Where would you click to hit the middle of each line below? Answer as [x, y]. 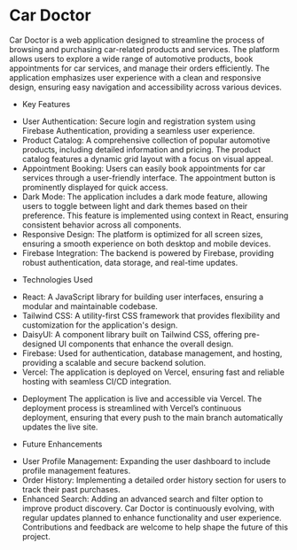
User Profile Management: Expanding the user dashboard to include [146, 461]
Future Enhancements [62, 444]
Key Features [46, 104]
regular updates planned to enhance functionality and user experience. [152, 517]
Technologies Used [57, 279]
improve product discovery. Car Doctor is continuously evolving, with [148, 508]
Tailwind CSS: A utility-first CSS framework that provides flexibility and [151, 315]
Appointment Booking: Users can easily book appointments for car [144, 168]
